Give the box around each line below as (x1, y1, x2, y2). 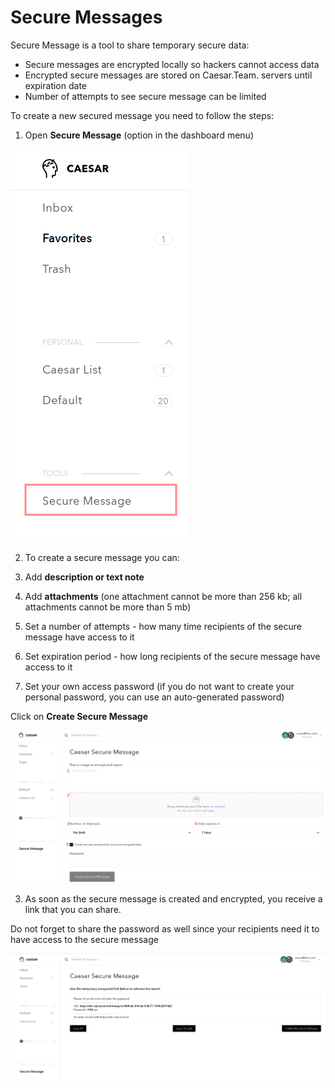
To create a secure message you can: (24, 551, 180, 563)
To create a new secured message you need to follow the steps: (10, 109, 275, 121)
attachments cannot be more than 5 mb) (24, 601, 192, 613)
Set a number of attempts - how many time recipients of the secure (24, 620, 302, 632)
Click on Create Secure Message (10, 710, 149, 722)
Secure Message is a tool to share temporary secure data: (10, 39, 250, 51)
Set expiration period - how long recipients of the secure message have (24, 650, 321, 662)
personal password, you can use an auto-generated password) (24, 691, 285, 703)
